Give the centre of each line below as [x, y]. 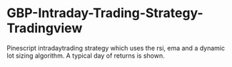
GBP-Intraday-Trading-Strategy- [105, 13]
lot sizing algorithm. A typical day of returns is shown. [86, 56]
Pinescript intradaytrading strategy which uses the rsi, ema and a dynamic [116, 48]
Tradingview [45, 28]
